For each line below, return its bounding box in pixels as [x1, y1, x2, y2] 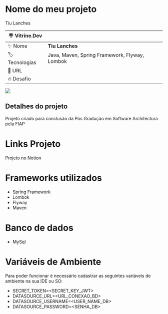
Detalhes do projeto [5, 102, 68, 111]
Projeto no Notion [5, 155, 41, 161]
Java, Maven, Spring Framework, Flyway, [47, 51, 144, 58]
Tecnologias [7, 59, 36, 66]
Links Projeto [5, 138, 61, 149]
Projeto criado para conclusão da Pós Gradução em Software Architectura [5, 115, 158, 121]
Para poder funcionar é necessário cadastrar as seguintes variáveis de [5, 273, 151, 279]
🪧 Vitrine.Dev [8, 32, 42, 39]
